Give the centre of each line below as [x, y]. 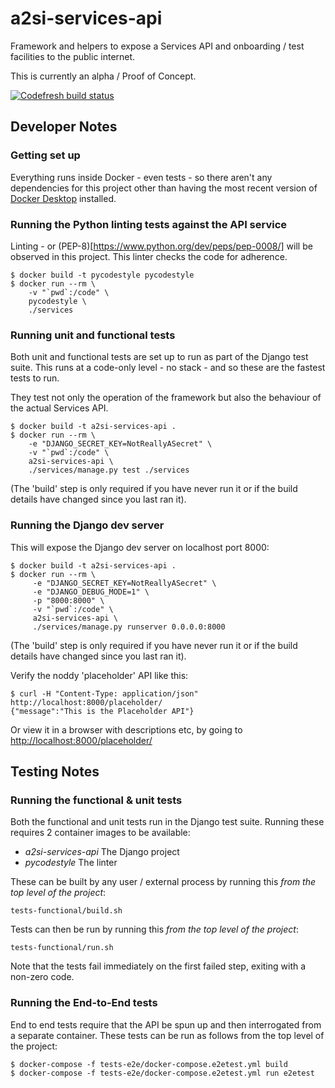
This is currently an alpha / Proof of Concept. [103, 76]
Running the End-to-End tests [84, 1003]
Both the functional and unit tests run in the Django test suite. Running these [167, 822]
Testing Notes [55, 771]
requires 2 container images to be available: [100, 833]
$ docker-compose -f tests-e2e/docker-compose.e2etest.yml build [149, 1064]
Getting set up [45, 155]
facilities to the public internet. [73, 56]
